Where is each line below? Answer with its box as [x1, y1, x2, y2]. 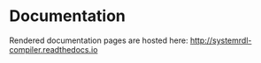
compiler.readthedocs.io [9, 44, 98, 54]
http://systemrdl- [189, 35, 252, 45]
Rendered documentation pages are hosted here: [9, 35, 188, 45]
